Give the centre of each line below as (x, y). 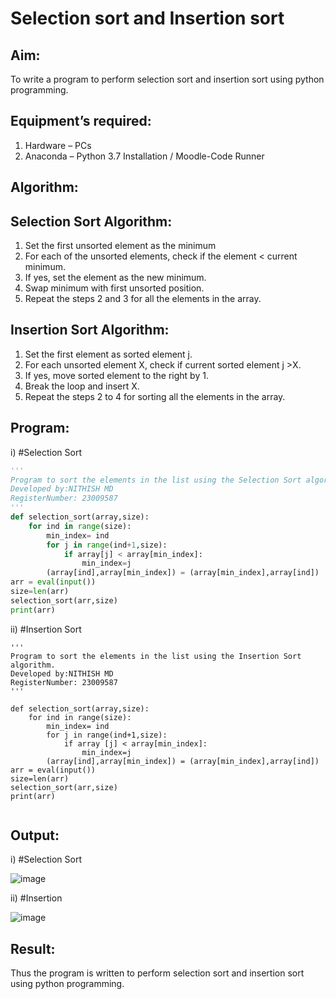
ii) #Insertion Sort (46, 629)
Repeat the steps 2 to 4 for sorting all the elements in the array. (155, 396)
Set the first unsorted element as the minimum (120, 246)
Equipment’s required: (81, 121)
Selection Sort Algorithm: (91, 221)
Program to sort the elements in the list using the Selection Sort (156, 480)
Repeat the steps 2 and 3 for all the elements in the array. (143, 299)
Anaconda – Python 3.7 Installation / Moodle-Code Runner (144, 156)
